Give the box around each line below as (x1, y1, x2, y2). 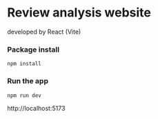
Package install (7, 45, 60, 54)
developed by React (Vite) (7, 28, 81, 36)
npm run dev (7, 91, 41, 99)
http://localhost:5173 (7, 104, 66, 112)
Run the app (7, 76, 48, 86)
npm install (7, 61, 41, 67)
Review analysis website (7, 5, 152, 21)
